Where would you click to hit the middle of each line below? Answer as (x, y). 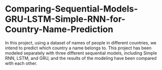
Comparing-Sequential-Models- (72, 9)
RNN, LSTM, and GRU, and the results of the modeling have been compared (81, 58)
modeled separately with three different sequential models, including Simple (81, 53)
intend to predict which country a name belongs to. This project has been (78, 48)
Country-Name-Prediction (59, 29)
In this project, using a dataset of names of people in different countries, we (81, 42)
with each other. (21, 63)
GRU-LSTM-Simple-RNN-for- (65, 19)
